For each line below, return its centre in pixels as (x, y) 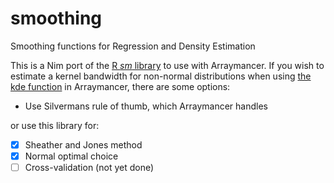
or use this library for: (55, 125)
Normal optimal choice (71, 156)
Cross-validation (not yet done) (89, 168)
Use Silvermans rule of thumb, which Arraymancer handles (146, 106)
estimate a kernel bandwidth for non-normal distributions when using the (161, 76)
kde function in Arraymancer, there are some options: (120, 86)
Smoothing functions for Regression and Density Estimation (133, 46)
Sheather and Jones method (83, 144)
